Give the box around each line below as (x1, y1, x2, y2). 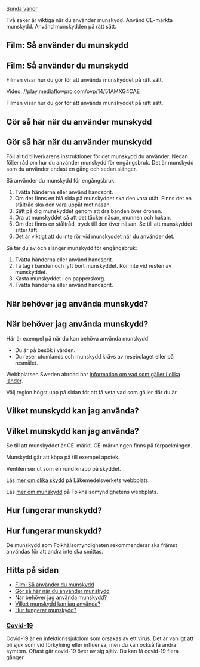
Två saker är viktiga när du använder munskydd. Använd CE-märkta (6, 17, 173, 23)
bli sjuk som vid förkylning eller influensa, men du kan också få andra (6, 641, 177, 649)
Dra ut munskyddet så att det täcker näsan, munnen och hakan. (14, 214, 171, 221)
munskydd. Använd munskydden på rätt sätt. (6, 23, 116, 30)
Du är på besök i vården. (14, 346, 76, 354)
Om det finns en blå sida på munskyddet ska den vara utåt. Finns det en (14, 195, 192, 202)
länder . (6, 377, 23, 384)
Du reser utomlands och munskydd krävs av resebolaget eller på (14, 353, 174, 360)
